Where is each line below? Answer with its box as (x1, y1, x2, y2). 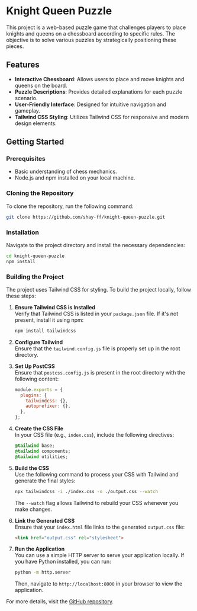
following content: (14, 375, 59, 382)
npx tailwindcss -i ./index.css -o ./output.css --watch (14, 488, 159, 494)
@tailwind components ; (14, 448, 71, 454)
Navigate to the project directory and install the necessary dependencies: (6, 241, 185, 248)
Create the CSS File (14, 425, 64, 432)
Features (6, 60, 40, 70)
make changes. (14, 506, 52, 513)
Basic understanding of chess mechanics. (14, 168, 117, 175)
